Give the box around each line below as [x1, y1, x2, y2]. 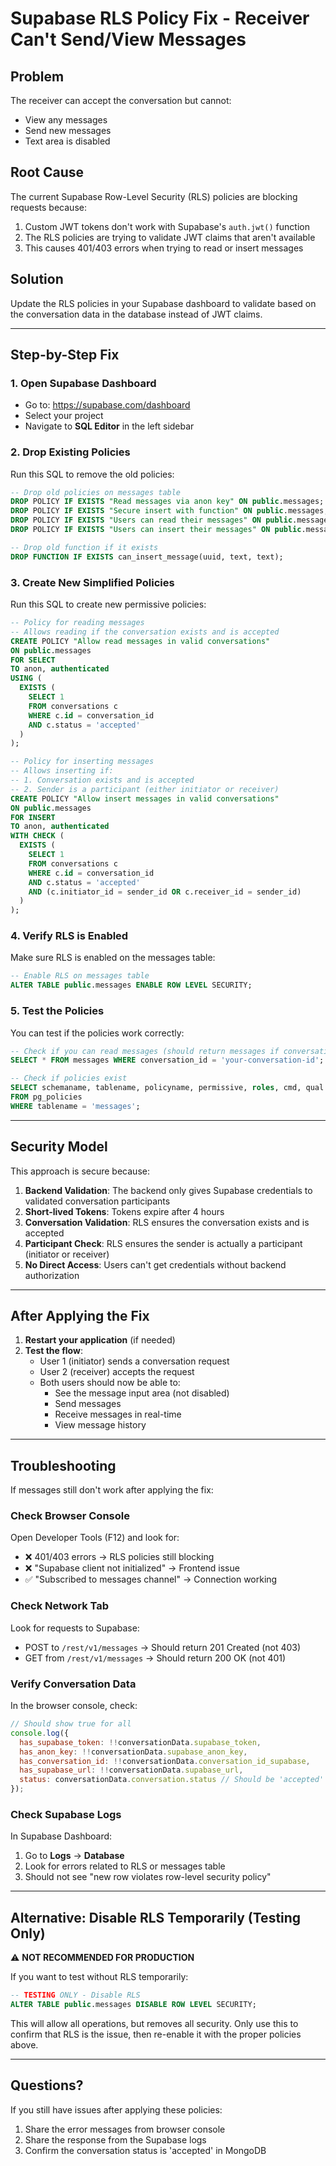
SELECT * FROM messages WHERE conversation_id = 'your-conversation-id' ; [10, 1055, 325, 1066]
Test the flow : [24, 1345, 83, 1357]
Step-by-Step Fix [10, 347, 120, 364]
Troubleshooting [10, 1457, 117, 1474]
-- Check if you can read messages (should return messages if [10, 1046, 280, 1056]
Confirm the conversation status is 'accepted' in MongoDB [24, 2144, 267, 2156]
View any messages [24, 114, 108, 126]
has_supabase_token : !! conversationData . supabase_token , [19, 1737, 262, 1747]
